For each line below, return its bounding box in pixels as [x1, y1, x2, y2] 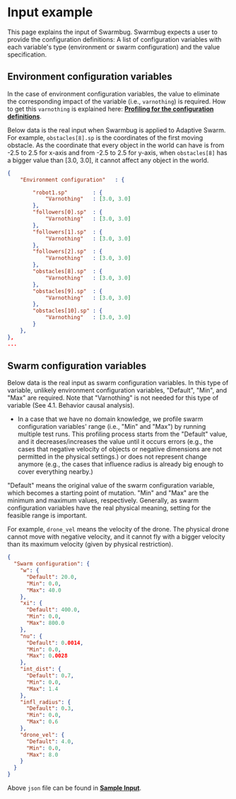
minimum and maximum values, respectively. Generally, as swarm [7, 496, 199, 505]
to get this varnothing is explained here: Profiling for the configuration [7, 104, 214, 113]
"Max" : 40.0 [25, 587, 61, 594]
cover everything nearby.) [17, 468, 93, 476]
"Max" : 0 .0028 [25, 653, 69, 660]
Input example [7, 4, 93, 21]
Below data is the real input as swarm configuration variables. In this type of [7, 379, 229, 387]
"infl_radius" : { [20, 699, 71, 706]
